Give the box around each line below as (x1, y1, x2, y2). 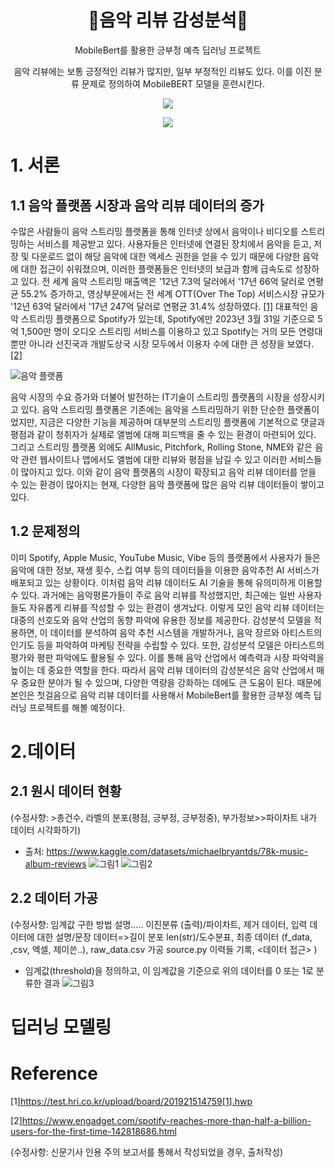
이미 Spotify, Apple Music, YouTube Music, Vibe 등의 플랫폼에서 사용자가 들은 (10, 551, 321, 563)
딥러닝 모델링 (10, 1016, 112, 1038)
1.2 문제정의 (10, 523, 81, 540)
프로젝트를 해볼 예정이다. (28, 701, 126, 713)
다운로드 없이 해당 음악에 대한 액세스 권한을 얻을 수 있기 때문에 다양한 (31, 250, 301, 262)
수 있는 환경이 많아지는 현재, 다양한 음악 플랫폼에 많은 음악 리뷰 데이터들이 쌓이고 (10, 478, 325, 490)
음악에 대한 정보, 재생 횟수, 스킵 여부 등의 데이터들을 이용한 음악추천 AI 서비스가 (10, 564, 320, 576)
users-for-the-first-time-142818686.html (10, 1125, 177, 1137)
